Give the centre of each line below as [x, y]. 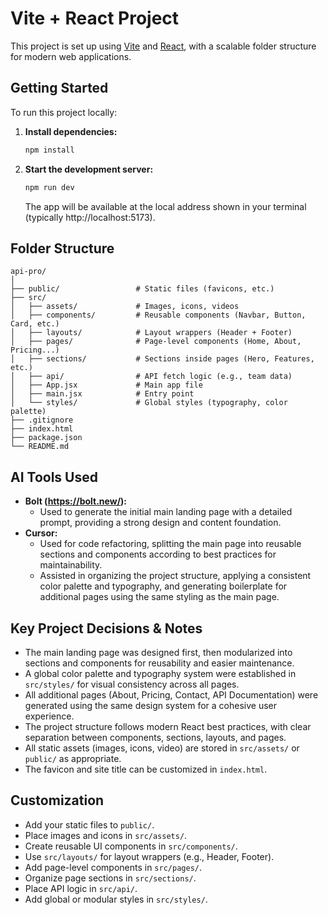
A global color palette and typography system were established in [160, 673]
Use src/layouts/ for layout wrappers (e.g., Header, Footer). [149, 856]
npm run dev [49, 187]
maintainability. [71, 565]
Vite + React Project [95, 18]
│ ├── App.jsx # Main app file [106, 385]
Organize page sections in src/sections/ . [110, 878]
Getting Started [59, 88]
